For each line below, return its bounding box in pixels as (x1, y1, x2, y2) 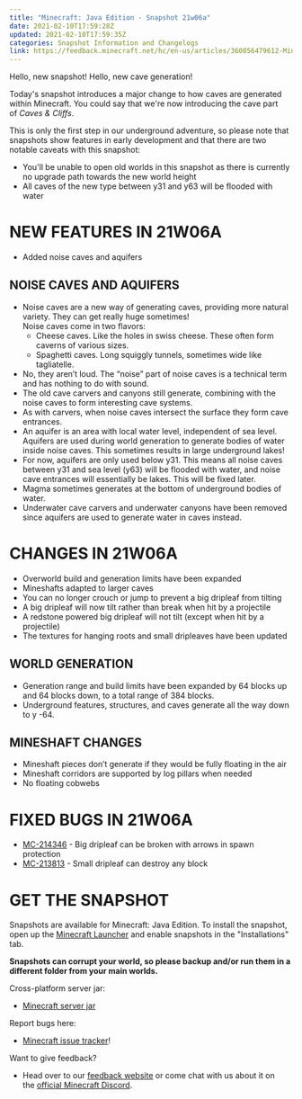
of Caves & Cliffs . (9, 108, 75, 119)
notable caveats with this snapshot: (9, 145, 141, 156)
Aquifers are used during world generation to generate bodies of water (22, 435, 285, 446)
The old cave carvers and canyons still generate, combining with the (22, 388, 276, 398)
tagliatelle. (35, 359, 75, 370)
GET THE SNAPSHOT (9, 889, 169, 910)
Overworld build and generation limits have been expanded (22, 573, 242, 584)
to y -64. (22, 709, 56, 719)
